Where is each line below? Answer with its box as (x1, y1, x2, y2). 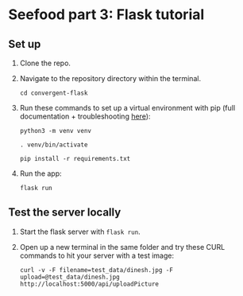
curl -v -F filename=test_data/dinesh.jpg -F (19, 266, 173, 274)
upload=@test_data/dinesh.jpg (19, 273, 121, 281)
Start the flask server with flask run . (19, 227, 141, 236)
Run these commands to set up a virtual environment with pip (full (19, 103, 236, 112)
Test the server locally (8, 205, 121, 220)
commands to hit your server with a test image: (19, 251, 175, 260)
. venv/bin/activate (19, 141, 88, 149)
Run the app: (19, 169, 62, 178)
